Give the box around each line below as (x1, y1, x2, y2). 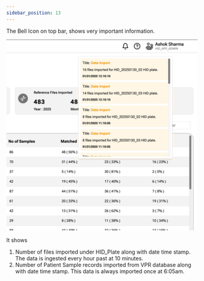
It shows (6, 236, 28, 243)
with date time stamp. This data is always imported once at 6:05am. (15, 268, 185, 275)
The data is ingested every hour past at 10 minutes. (15, 254, 144, 262)
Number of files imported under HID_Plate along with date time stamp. (15, 248, 191, 255)
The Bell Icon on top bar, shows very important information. (6, 27, 155, 35)
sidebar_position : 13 (6, 10, 61, 16)
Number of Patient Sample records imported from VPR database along (15, 261, 191, 268)
